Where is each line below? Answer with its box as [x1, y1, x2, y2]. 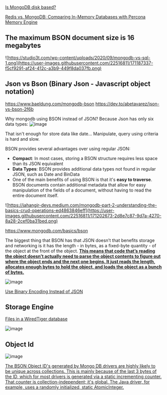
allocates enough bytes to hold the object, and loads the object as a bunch [5, 264, 162, 270]
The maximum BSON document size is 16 [5, 33, 135, 42]
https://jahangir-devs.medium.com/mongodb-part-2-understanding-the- [8, 202, 158, 208]
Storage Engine [5, 303, 54, 311]
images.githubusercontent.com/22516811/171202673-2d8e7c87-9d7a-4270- [5, 212, 162, 218]
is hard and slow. [5, 136, 40, 142]
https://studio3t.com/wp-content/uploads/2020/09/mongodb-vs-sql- [8, 54, 151, 60]
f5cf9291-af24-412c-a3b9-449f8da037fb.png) [5, 65, 102, 71]
